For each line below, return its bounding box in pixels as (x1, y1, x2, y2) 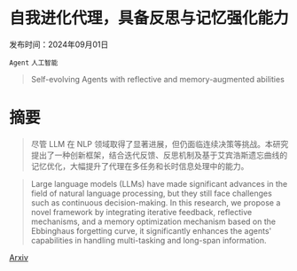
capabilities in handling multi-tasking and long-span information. (30, 235, 268, 245)
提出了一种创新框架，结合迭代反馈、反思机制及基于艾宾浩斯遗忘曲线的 (30, 150, 288, 160)
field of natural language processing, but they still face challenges (30, 188, 272, 198)
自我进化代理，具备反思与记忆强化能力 (9, 8, 290, 28)
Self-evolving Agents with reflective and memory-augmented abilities (30, 74, 285, 84)
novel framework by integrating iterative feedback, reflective (30, 206, 253, 217)
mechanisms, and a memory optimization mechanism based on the (30, 216, 277, 227)
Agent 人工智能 (9, 58, 59, 67)
